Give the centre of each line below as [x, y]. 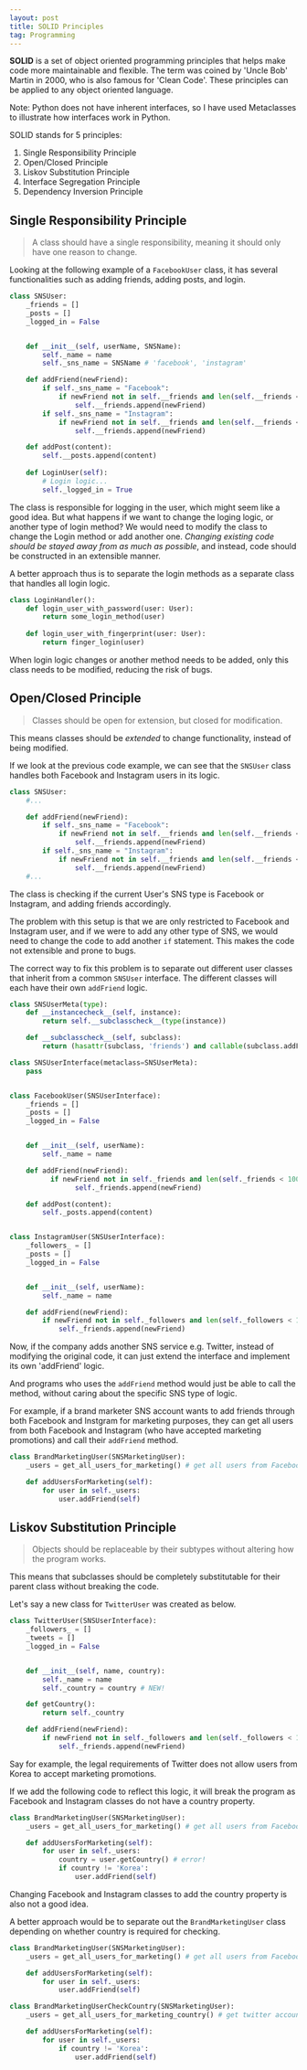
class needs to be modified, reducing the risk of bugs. [111, 669]
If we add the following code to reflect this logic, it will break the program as [153, 1791]
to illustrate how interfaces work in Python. [90, 117]
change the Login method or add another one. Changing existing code [142, 536]
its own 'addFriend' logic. [57, 1366]
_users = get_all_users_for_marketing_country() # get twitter [149, 2015]
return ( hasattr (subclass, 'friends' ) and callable [143, 1046]
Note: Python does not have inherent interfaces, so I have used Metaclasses [153, 108]
